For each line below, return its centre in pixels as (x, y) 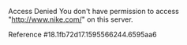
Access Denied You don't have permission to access (93, 11)
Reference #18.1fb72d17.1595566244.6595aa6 (83, 35)
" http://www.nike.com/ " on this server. (71, 19)
